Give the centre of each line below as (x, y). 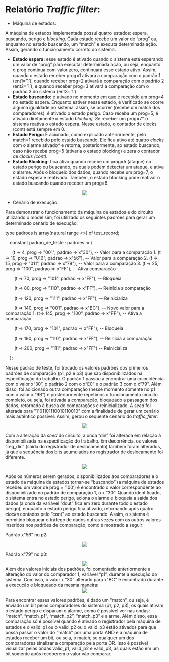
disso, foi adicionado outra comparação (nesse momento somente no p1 (80, 389)
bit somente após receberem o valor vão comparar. (59, 654)
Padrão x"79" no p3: (26, 554)
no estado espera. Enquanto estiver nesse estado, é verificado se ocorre (88, 102)
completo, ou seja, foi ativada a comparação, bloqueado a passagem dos (81, 400)
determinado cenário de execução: (42, 223)
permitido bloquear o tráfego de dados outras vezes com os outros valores (83, 519)
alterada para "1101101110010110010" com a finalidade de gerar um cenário (82, 411)
